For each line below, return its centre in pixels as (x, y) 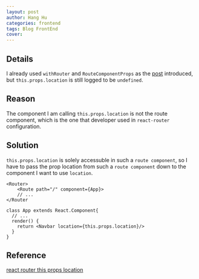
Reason (21, 99)
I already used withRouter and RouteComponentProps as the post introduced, (100, 73)
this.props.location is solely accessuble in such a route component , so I (97, 160)
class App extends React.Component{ (52, 210)
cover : (15, 34)
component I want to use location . (50, 172)
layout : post (23, 12)
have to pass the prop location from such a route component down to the (96, 166)
